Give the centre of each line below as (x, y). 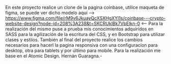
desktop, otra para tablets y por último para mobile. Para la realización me (83, 51)
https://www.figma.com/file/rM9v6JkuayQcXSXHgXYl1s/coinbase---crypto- (86, 18)
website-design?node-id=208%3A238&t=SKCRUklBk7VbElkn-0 (73, 23)
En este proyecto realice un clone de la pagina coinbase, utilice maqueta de (85, 7)
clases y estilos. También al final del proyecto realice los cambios (74, 40)
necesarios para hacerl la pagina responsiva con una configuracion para (82, 45)
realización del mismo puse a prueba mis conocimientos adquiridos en (80, 29)
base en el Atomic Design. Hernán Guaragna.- (54, 56)
